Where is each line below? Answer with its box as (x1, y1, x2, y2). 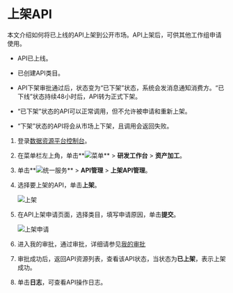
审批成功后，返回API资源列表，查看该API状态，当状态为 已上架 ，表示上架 (17, 254, 226, 262)
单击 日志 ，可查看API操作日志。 (17, 278, 107, 286)
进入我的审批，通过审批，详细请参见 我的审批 (17, 240, 146, 248)
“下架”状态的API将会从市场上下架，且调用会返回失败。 (17, 122, 173, 130)
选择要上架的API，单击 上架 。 (17, 181, 101, 189)
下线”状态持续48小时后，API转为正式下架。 (17, 92, 142, 101)
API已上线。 (17, 53, 52, 62)
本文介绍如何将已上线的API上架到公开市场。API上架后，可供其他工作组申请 (7, 31, 222, 39)
